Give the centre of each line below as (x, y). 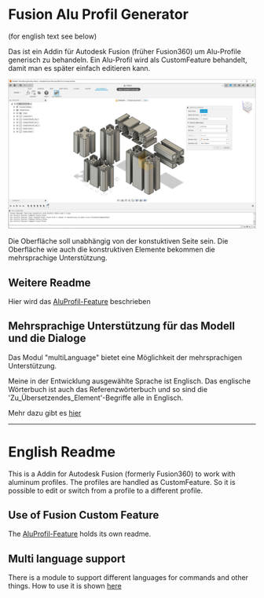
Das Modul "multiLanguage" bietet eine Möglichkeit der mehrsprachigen (125, 357)
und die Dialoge (47, 338)
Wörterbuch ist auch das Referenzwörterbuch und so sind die (108, 389)
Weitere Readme (49, 282)
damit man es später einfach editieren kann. (79, 68)
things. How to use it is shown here (65, 586)
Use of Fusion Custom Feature (84, 515)
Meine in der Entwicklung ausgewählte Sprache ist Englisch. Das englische (130, 381)
